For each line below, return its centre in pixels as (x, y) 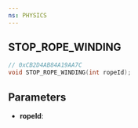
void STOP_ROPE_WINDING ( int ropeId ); (70, 73)
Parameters (37, 97)
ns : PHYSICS (27, 15)
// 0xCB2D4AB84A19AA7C (45, 65)
